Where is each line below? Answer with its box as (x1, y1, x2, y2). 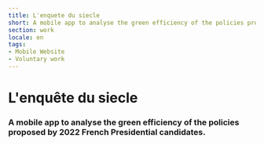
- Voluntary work (8, 56, 65, 63)
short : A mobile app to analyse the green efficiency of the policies (8, 19, 244, 27)
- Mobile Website (8, 48, 65, 56)
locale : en (8, 33, 44, 42)
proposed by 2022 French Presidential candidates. (8, 126, 206, 137)
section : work (8, 26, 55, 34)
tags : (8, 41, 26, 49)
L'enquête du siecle (8, 89, 138, 107)
